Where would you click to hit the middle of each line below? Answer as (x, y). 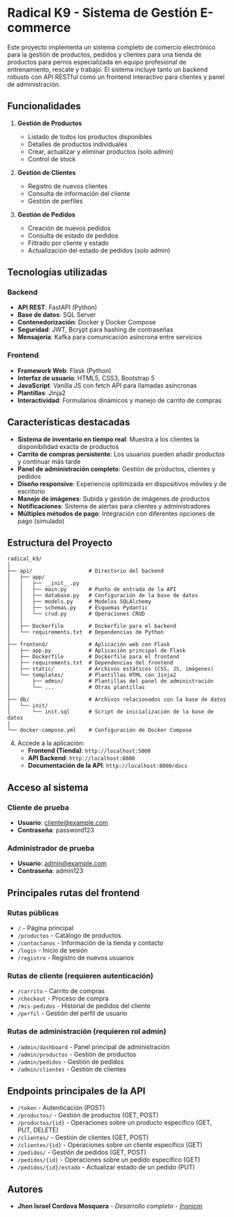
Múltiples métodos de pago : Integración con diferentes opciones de (116, 513)
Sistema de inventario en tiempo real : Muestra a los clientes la (108, 439)
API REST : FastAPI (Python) (57, 307)
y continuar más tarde (49, 461)
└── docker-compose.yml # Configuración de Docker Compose (100, 730)
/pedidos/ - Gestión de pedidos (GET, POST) (82, 1153)
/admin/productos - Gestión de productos (76, 1054)
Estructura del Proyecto (60, 542)
